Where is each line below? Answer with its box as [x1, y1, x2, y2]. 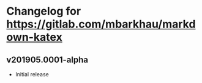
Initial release [15, 71, 49, 78]
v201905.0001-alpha [6, 54, 89, 65]
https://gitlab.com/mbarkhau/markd [6, 17, 196, 31]
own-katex [6, 31, 62, 44]
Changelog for [6, 4, 81, 18]
